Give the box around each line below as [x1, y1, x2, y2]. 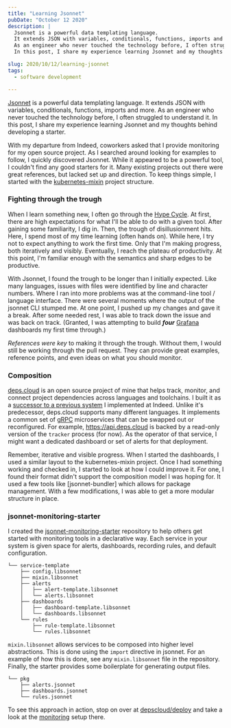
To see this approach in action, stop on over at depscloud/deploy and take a [8, 705, 223, 714]
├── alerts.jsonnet [20, 681, 76, 689]
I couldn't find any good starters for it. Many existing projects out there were [8, 163, 223, 171]
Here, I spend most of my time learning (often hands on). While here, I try [8, 231, 215, 240]
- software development [14, 73, 82, 80]
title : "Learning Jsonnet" [8, 10, 85, 17]
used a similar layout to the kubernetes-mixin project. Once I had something [8, 458, 222, 466]
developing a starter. [8, 128, 66, 136]
